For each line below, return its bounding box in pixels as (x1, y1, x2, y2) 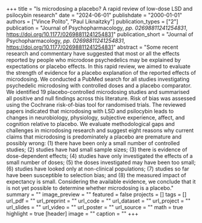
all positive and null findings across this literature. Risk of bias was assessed (6, 95, 196, 102)
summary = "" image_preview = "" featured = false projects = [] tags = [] (6, 191, 187, 198)
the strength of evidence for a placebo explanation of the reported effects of (6, 69, 196, 76)
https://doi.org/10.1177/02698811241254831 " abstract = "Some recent (6, 43, 178, 51)
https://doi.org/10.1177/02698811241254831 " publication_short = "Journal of (6, 31, 194, 38)
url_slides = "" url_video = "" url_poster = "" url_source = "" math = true (6, 204, 183, 210)
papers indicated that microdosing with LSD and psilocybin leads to (6, 108, 174, 115)
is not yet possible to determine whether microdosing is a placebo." (6, 184, 174, 192)
